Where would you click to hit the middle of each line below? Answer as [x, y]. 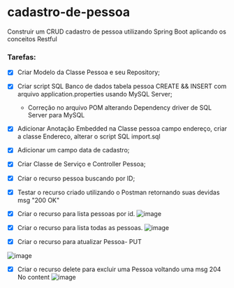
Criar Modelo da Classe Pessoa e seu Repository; [89, 72]
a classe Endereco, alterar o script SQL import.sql [89, 136]
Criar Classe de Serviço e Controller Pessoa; [81, 164]
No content [34, 277]
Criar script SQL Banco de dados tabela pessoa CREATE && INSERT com [122, 86]
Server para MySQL [56, 115]
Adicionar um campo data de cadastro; [73, 150]
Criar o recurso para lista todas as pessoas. [80, 227]
